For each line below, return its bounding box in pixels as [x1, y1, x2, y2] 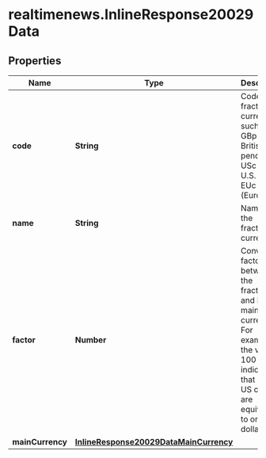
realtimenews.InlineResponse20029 [8, 6, 254, 24]
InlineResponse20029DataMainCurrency [74, 437, 234, 447]
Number [74, 334, 107, 345]
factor [12, 334, 36, 345]
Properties [8, 54, 62, 67]
